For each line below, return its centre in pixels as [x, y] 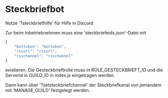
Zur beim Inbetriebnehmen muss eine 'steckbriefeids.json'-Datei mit [76, 32]
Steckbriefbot [35, 9]
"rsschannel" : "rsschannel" [44, 56]
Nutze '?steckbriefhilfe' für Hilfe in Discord [49, 23]
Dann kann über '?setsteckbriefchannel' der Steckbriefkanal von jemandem [83, 85]
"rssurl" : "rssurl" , [36, 51]
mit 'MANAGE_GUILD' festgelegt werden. [48, 90]
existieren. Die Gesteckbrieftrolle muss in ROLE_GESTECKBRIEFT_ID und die [84, 70]
